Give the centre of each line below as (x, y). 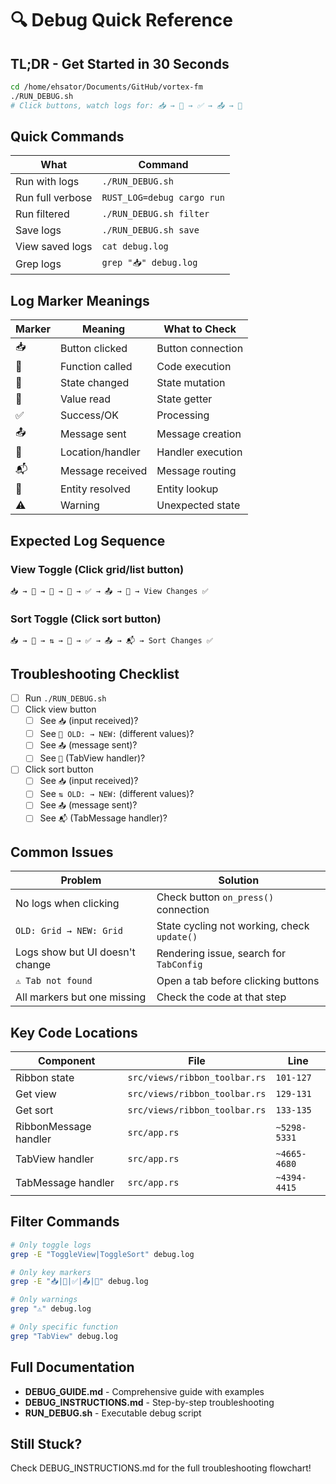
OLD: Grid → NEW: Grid (69, 931)
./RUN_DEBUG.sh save (150, 230)
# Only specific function (64, 1327)
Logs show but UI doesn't (75, 952)
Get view (36, 1094)
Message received (103, 470)
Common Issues (62, 852)
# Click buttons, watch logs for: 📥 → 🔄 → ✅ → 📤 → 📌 (126, 105)
